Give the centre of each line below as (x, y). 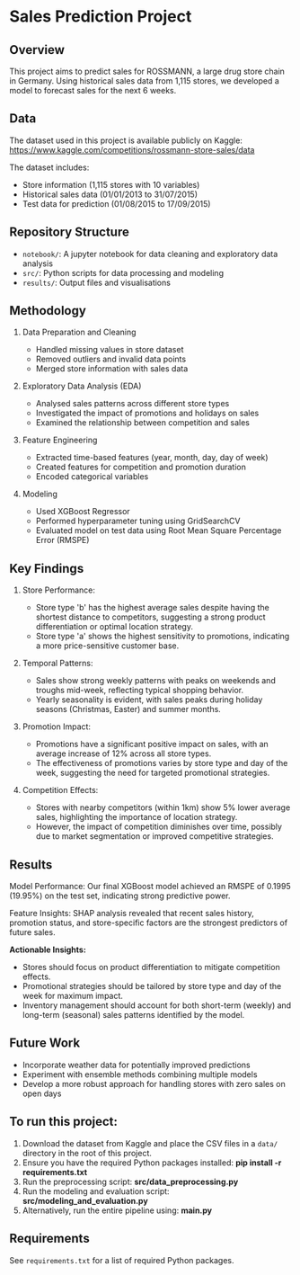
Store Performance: (59, 590)
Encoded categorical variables (92, 477)
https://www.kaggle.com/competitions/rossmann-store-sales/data (132, 149)
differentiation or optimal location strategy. (114, 627)
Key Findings (47, 568)
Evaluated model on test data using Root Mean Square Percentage (159, 531)
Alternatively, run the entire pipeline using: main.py (117, 1210)
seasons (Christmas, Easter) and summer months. (128, 709)
